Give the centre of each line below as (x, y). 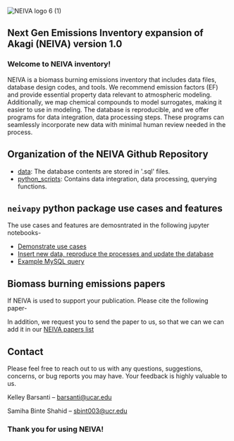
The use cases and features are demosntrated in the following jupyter (109, 225)
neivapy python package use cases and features (115, 208)
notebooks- (24, 233)
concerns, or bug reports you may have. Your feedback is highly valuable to (117, 376)
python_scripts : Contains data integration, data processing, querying (117, 179)
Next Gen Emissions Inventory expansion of (105, 33)
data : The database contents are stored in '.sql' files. (94, 171)
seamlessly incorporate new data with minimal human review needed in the (117, 124)
